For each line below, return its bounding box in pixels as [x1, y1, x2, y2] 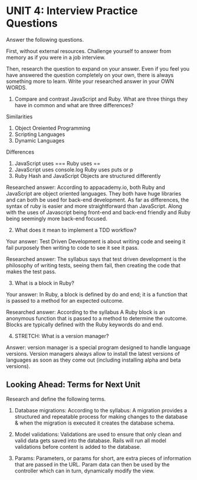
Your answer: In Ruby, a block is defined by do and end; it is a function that [6, 290, 188, 298]
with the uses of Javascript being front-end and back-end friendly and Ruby [6, 208, 191, 216]
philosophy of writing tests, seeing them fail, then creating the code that [6, 261, 181, 269]
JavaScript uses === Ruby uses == [14, 160, 101, 167]
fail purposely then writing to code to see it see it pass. [6, 244, 139, 251]
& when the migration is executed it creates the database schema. [14, 419, 175, 426]
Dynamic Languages [14, 137, 65, 144]
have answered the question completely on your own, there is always [6, 71, 174, 78]
